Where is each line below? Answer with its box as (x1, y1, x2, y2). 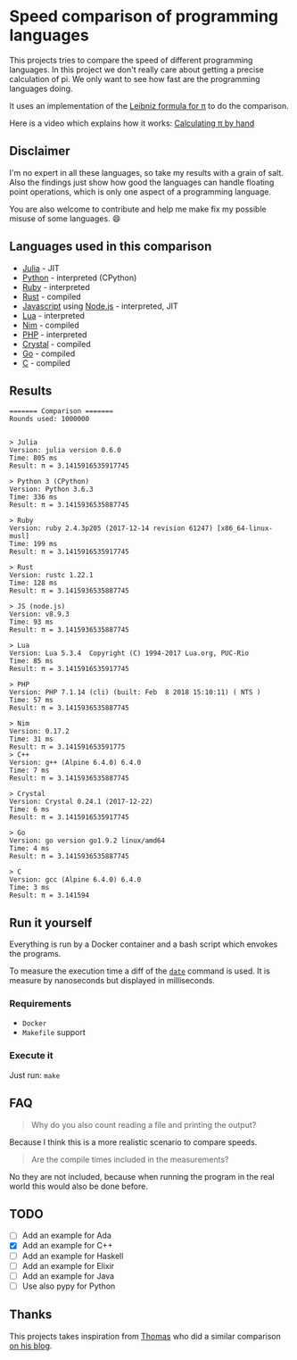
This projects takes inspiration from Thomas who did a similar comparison (9, 1331, 281, 1341)
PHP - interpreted (21, 328, 87, 340)
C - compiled (21, 357, 71, 368)
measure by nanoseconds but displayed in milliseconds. (9, 975, 216, 986)
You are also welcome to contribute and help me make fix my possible (9, 203, 267, 214)
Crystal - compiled (21, 338, 91, 349)
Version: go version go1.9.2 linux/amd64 (9, 836, 166, 845)
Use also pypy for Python (21, 1281, 116, 1291)
